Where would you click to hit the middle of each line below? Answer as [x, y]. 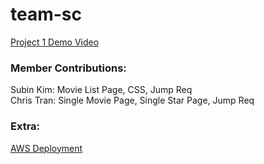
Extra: [25, 126]
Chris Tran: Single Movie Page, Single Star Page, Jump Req [132, 100]
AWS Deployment [46, 148]
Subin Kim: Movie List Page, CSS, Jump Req [101, 90]
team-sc [46, 14]
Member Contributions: [68, 68]
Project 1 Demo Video [55, 42]
